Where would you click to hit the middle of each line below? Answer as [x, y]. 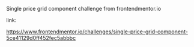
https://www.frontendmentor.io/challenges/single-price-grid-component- [97, 32]
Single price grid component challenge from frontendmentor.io [83, 9]
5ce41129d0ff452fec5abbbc [41, 38]
